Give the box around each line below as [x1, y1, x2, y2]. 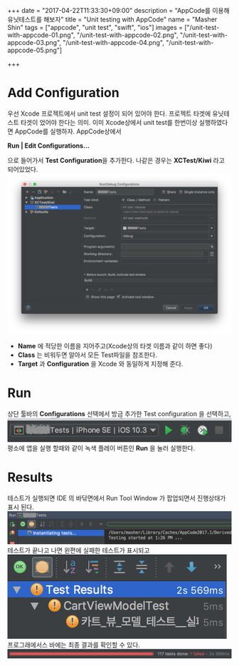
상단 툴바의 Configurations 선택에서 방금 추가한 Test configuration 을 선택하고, [7, 409, 231, 418]
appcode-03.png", [7, 39, 62, 46]
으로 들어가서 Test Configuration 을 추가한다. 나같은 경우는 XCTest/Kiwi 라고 [7, 156, 225, 164]
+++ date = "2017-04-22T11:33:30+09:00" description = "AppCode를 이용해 [7, 6, 230, 14]
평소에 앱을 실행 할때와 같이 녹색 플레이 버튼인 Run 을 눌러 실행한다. [7, 444, 196, 453]
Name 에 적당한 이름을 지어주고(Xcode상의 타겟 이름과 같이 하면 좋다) [17, 341, 213, 350]
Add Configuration [7, 85, 119, 101]
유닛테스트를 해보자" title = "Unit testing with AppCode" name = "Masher [7, 15, 218, 24]
